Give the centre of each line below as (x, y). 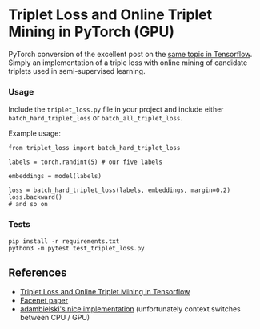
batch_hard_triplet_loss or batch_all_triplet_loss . (95, 118)
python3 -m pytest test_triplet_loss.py (77, 248)
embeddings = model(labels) (55, 177)
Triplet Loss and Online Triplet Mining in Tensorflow (105, 292)
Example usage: (35, 133)
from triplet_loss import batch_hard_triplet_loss (94, 148)
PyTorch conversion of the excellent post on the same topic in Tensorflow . (130, 54)
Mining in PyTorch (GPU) (91, 32)
